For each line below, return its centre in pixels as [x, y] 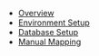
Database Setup [48, 32]
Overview [36, 13]
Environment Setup [54, 23]
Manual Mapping [49, 42]
